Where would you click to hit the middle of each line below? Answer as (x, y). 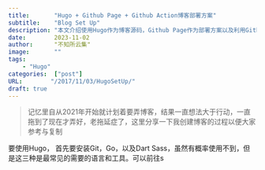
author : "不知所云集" (49, 45)
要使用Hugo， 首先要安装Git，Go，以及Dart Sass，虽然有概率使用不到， (126, 148)
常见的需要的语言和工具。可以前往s (106, 158)
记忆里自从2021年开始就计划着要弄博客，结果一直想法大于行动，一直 (139, 112)
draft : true (28, 89)
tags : (17, 60)
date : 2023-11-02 (49, 37)
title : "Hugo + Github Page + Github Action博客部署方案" (112, 15)
